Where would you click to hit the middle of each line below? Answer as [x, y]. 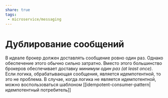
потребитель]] [56, 90]
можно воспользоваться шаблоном [44, 85]
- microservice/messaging [34, 19]
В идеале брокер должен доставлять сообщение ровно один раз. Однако [84, 58]
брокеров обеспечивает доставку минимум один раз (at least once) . [79, 69]
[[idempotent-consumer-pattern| [117, 85]
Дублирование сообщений [65, 44]
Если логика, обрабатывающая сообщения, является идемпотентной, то [83, 74]
